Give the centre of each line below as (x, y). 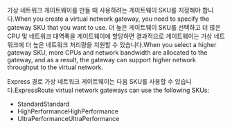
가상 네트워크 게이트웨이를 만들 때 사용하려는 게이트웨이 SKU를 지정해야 (104, 10)
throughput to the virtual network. (55, 67)
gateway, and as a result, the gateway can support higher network (101, 60)
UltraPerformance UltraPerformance (68, 119)
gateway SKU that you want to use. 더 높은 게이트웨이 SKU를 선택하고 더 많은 (114, 27)
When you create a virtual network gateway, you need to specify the (112, 19)
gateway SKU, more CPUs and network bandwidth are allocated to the (107, 53)
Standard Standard (43, 104)
